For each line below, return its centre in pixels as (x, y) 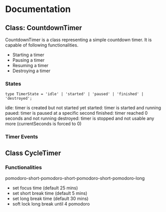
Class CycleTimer (33, 153)
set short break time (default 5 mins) (50, 193)
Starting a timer (28, 55)
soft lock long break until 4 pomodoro (51, 203)
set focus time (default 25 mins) (45, 188)
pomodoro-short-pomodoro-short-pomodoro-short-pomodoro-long (75, 178)
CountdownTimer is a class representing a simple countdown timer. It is (79, 40)
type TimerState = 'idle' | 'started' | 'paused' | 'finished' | (74, 94)
